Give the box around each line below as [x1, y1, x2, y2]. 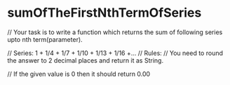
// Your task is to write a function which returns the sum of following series [7, 28, 223, 36]
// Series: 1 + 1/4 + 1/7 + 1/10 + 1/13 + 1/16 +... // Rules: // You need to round [7, 49, 223, 57]
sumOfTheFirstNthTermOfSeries [7, 5, 202, 21]
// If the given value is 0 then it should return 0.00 [7, 70, 151, 78]
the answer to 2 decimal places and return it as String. [7, 56, 163, 64]
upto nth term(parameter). [7, 35, 83, 43]
